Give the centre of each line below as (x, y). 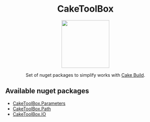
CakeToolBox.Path (32, 109)
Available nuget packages (47, 91)
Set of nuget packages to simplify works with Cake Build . (85, 75)
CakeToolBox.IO (29, 114)
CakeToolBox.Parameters (39, 103)
